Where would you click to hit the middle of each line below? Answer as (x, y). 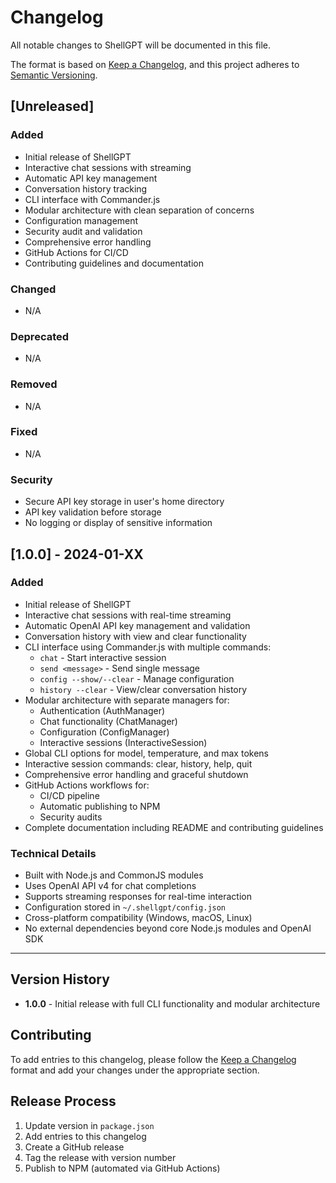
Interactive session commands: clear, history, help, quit (138, 763)
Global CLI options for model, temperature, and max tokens (146, 753)
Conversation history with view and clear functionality (135, 636)
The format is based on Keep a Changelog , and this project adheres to (155, 64)
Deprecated (40, 336)
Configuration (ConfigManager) (104, 732)
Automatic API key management (91, 178)
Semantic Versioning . (54, 75)
